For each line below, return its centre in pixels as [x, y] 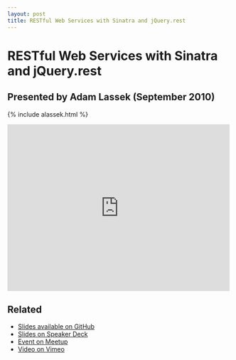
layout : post [27, 14]
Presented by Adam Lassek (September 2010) [111, 97]
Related [25, 309]
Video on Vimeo [41, 349]
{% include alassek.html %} [48, 114]
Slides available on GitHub [56, 327]
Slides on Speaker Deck [53, 334]
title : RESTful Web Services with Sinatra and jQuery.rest [97, 21]
